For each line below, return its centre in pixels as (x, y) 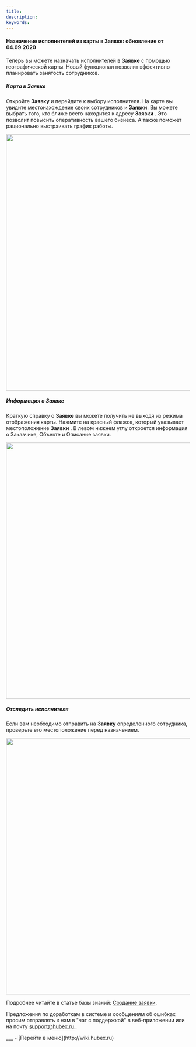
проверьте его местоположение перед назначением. (73, 730)
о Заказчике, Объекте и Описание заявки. (59, 434)
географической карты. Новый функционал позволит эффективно (88, 66)
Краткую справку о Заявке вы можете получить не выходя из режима (94, 415)
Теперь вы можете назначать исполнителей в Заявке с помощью (88, 60)
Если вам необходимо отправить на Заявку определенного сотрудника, (97, 724)
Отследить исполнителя (37, 709)
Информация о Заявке (35, 401)
